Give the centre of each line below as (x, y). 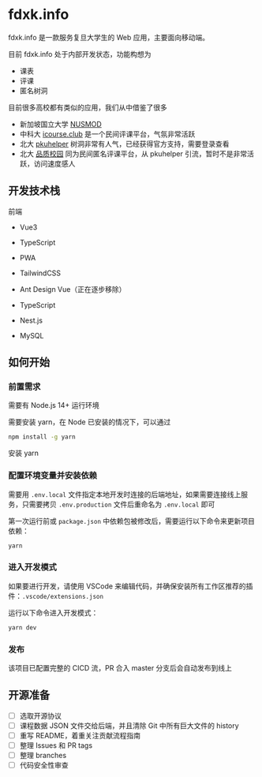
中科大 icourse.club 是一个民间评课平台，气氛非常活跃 (107, 134)
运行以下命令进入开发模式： (53, 612)
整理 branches (43, 756)
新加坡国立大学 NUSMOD (61, 124)
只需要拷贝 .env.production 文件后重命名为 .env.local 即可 (118, 504)
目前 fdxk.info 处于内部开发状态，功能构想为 (80, 54)
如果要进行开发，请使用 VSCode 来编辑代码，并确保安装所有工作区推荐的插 (131, 586)
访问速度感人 (54, 163)
